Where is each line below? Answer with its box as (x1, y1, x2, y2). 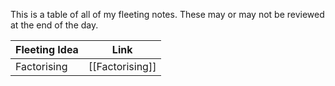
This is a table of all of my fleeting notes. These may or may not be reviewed (10, 9, 325, 20)
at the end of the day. (10, 19, 99, 31)
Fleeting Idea (15, 43, 79, 56)
